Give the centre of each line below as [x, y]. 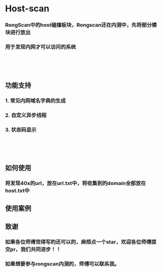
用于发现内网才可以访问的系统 [41, 47]
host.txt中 [17, 191]
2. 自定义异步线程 [26, 115]
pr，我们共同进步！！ [36, 249]
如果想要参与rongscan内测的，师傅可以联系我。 [62, 264]
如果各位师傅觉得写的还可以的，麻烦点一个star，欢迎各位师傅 [78, 242]
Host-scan [27, 9]
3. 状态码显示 [21, 130]
